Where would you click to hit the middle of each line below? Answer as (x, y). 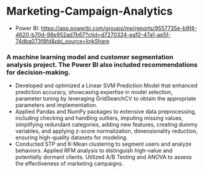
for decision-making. (38, 72)
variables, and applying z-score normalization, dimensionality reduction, (106, 131)
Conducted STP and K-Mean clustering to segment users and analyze (103, 144)
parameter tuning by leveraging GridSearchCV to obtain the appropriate (106, 98)
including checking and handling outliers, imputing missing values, (99, 118)
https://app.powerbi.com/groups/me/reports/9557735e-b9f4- (119, 28)
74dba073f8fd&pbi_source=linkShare (62, 41)
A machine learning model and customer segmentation (90, 57)
